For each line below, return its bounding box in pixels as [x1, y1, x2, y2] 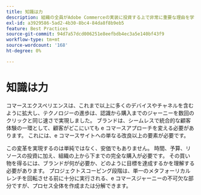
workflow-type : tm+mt [6, 37, 60, 43]
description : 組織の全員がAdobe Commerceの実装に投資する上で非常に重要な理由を [6, 14, 190, 20]
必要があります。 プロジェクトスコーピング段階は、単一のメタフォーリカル [6, 167, 191, 174]
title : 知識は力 [6, 8, 43, 15]
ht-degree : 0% [6, 48, 42, 54]
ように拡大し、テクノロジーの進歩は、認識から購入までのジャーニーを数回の [6, 109, 194, 116]
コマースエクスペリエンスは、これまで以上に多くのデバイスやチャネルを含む [6, 101, 194, 109]
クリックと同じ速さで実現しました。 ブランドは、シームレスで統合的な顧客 [6, 116, 191, 124]
